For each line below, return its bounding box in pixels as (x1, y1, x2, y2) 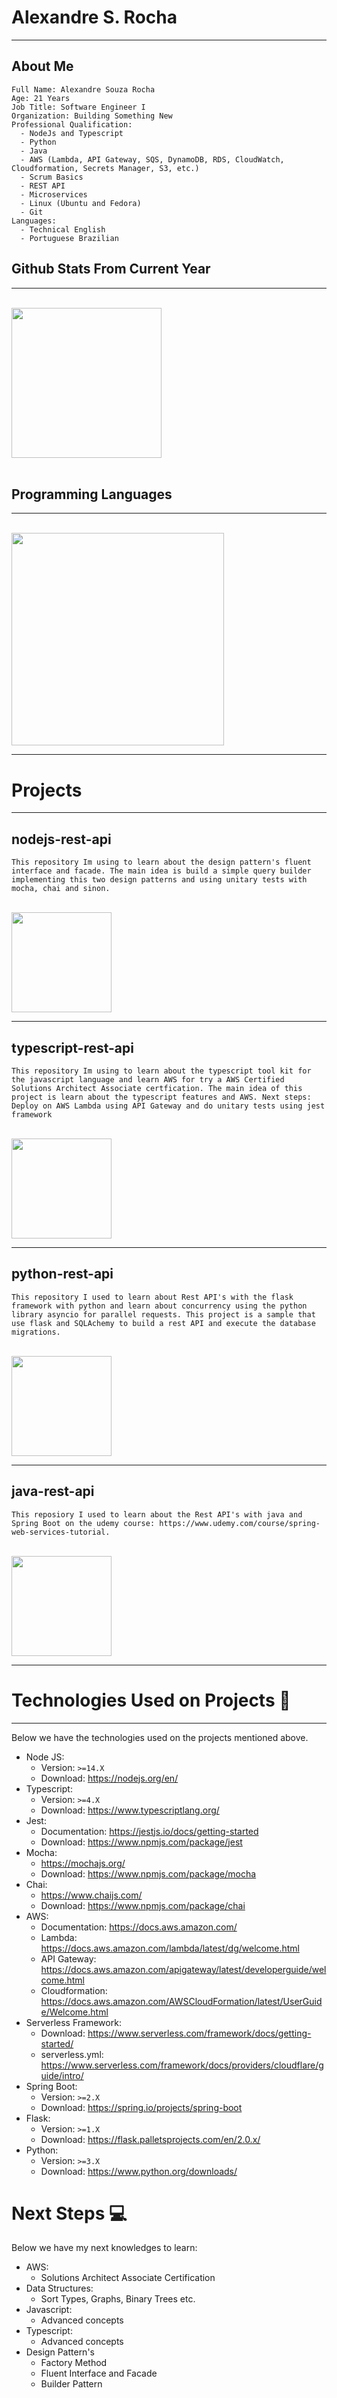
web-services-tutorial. (11, 1527, 111, 1537)
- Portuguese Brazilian (20, 233, 119, 243)
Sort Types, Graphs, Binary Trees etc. (40, 2293, 196, 2305)
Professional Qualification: (11, 119, 133, 130)
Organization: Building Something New (11, 111, 173, 121)
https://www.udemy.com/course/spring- (159, 1518, 321, 1528)
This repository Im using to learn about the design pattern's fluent (11, 857, 312, 868)
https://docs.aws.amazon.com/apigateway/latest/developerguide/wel (40, 1963, 327, 1975)
